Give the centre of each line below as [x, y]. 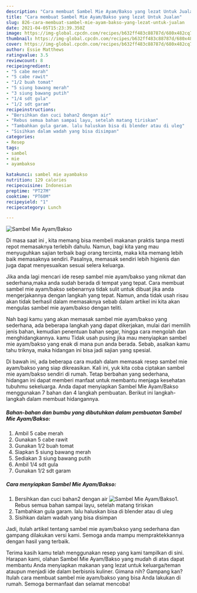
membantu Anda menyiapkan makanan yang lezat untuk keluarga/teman [94, 565]
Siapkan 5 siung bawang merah [52, 452]
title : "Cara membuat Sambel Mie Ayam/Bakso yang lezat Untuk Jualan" [94, 17]
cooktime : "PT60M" [28, 196]
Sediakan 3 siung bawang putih [52, 458]
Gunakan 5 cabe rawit [41, 439]
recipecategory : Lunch [34, 207]
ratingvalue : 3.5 [27, 55]
